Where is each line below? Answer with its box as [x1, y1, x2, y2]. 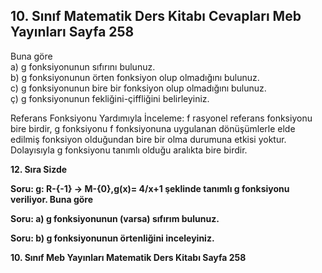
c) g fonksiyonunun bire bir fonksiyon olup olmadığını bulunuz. [10, 82, 267, 94]
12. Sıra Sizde [10, 163, 68, 175]
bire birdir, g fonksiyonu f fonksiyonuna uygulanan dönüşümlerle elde [10, 122, 296, 134]
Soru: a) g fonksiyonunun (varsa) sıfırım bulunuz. [10, 212, 220, 224]
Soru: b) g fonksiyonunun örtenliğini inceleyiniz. [10, 232, 215, 244]
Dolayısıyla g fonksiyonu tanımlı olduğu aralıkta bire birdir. [10, 144, 248, 156]
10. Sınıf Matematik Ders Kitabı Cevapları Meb [10, 8, 302, 25]
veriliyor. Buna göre [10, 193, 94, 205]
